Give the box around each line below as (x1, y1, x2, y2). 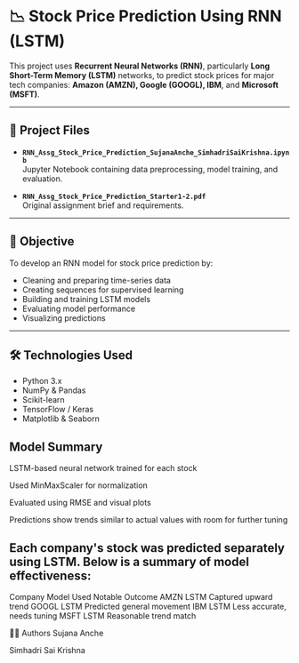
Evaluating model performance (21, 303, 136, 314)
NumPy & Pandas (21, 385, 86, 395)
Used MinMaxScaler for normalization (9, 480, 149, 491)
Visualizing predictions (21, 312, 106, 324)
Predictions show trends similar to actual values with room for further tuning (9, 515, 288, 525)
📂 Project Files (9, 123, 91, 138)
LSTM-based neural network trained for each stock (9, 463, 198, 474)
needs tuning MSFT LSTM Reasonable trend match (9, 611, 197, 621)
